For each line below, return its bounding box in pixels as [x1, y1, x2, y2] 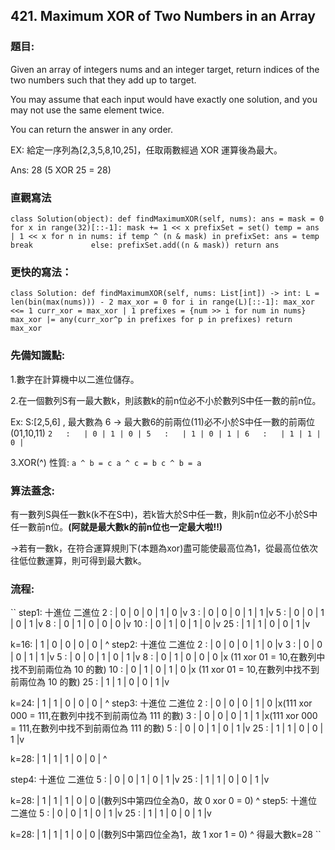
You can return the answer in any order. [10, 123, 173, 135]
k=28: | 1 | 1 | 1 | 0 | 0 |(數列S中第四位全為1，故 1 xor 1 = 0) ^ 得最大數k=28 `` [10, 829, 322, 841]
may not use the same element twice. [10, 104, 165, 116]
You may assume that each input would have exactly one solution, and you [10, 93, 318, 105]
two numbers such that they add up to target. [10, 74, 197, 86]
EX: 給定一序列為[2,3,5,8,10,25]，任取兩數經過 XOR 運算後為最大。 [10, 144, 283, 156]
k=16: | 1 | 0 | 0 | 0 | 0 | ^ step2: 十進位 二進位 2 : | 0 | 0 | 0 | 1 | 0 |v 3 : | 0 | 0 [10, 639, 323, 651]
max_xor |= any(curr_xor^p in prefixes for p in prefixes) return [10, 315, 293, 325]
